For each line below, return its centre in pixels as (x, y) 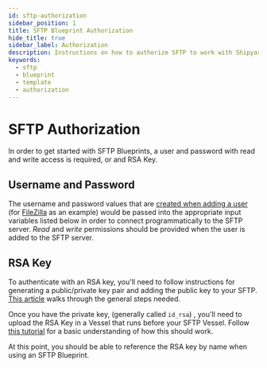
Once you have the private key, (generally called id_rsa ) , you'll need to (125, 314)
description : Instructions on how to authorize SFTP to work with (120, 53)
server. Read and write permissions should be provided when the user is (127, 229)
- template (33, 82)
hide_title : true (37, 38)
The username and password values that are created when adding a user (128, 204)
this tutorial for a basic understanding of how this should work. (111, 331)
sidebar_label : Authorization (58, 45)
